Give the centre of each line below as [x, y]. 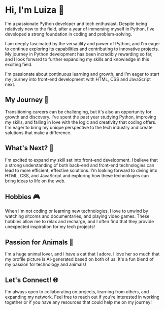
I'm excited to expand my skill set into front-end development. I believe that [82, 160]
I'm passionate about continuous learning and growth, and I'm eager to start [82, 74]
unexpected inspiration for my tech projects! [50, 227]
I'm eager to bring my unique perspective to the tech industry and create [79, 127]
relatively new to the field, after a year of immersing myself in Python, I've [80, 28]
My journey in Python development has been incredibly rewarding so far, [79, 54]
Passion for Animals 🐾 [39, 242]
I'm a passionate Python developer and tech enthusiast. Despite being [76, 24]
